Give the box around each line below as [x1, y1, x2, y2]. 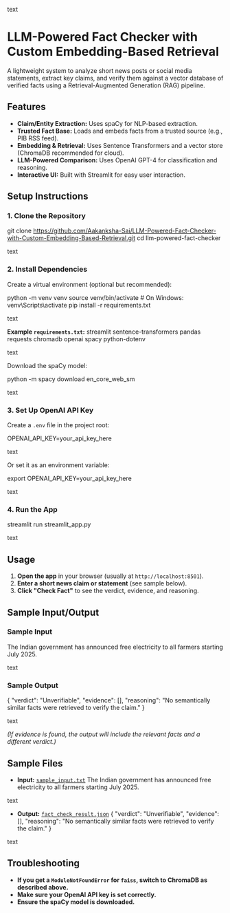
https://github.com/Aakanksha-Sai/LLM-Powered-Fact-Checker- [33, 226, 216, 235]
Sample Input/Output [7, 606, 100, 618]
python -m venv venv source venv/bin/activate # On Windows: [7, 293, 184, 301]
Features [7, 101, 46, 113]
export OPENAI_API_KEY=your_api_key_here [7, 474, 132, 483]
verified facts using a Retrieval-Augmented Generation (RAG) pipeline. [7, 81, 206, 89]
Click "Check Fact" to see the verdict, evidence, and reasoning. [16, 587, 199, 595]
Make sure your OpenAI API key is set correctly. [16, 890, 157, 899]
